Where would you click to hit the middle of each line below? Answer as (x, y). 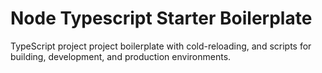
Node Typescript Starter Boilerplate (161, 18)
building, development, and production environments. (121, 56)
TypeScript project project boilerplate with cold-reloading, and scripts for (161, 46)
